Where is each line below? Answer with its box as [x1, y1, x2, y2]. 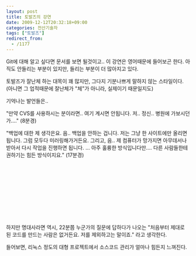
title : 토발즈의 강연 [6, 14, 51, 20]
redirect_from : [6, 36, 43, 41]
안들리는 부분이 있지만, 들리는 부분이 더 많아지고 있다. [16, 65, 139, 72]
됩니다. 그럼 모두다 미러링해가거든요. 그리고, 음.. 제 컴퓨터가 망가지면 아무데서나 [6, 137, 187, 144]
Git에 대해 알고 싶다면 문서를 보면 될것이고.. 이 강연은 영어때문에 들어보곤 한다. [6, 58, 184, 65]
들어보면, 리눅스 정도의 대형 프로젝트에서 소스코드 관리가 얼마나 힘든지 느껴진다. [6, 243, 187, 250]
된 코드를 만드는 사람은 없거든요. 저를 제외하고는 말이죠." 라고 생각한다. [6, 231, 167, 238]
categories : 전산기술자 [6, 25, 58, 31]
